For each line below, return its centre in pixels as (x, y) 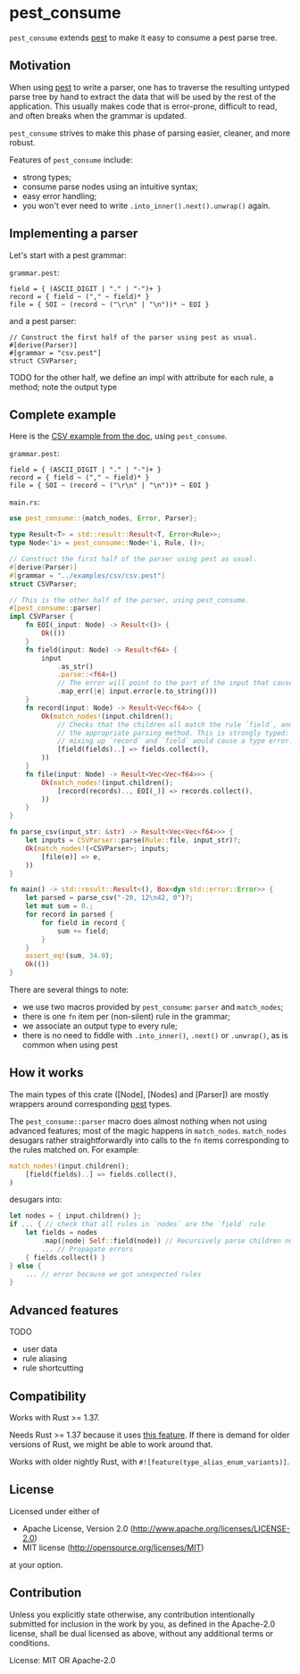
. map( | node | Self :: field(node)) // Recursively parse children (161, 1241)
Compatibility (48, 1396)
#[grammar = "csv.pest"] (55, 353)
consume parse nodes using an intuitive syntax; (110, 187)
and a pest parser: (43, 321)
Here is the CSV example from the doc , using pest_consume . (118, 437)
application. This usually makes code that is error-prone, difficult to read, (143, 106)
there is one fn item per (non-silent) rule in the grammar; (126, 1016)
